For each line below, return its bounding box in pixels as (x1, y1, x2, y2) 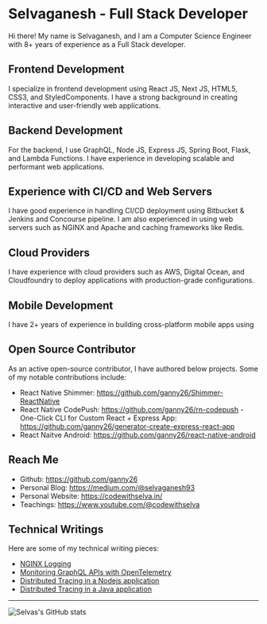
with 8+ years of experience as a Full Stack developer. (8, 39, 186, 49)
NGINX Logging (19, 559, 72, 569)
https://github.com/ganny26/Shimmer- (96, 388, 224, 397)
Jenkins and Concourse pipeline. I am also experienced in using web (8, 214, 234, 224)
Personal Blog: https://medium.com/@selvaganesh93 (19, 482, 195, 492)
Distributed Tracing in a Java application (19, 584, 153, 594)
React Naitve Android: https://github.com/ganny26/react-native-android (19, 430, 256, 439)
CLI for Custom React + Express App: (55, 413, 177, 423)
